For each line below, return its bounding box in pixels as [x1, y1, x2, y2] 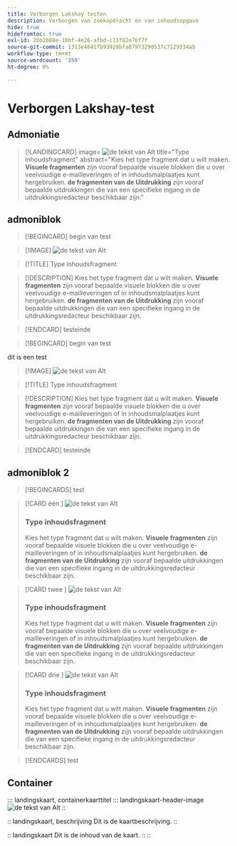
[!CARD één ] [24, 499, 64, 508]
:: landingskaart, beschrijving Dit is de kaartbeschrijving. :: [7, 817, 178, 825]
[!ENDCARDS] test [24, 756, 79, 765]
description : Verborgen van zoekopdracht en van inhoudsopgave [7, 17, 199, 24]
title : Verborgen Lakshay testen [7, 10, 107, 18]
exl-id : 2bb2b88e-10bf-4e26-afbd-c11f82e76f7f [7, 37, 148, 44]
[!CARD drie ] [24, 670, 64, 679]
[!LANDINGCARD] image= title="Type [24, 147, 190, 156]
